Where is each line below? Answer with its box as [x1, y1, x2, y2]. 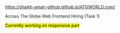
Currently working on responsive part [5, 22, 80, 28]
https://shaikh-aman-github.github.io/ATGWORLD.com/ [5, 4, 115, 10]
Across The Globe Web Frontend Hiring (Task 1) [5, 13, 100, 19]
